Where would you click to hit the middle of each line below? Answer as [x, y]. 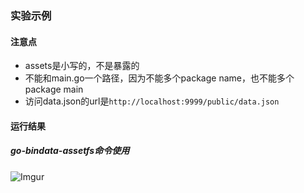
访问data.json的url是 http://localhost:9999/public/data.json [152, 101]
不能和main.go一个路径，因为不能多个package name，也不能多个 [159, 78]
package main [54, 89]
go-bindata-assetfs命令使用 [70, 151]
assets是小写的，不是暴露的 [82, 66]
